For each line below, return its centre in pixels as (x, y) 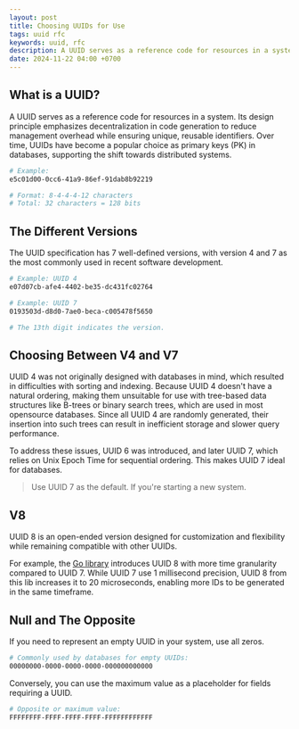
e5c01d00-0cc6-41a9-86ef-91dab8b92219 (81, 179)
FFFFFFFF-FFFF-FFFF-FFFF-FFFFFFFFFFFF (81, 717)
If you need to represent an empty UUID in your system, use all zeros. (137, 641)
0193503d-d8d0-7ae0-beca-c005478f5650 (81, 311)
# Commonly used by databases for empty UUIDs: (99, 658)
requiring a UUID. (41, 692)
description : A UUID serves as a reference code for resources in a (139, 51)
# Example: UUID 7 (43, 303)
